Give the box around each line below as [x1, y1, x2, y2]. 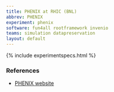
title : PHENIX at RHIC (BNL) [6, 8, 77, 15]
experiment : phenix [6, 19, 54, 25]
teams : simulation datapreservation [6, 30, 95, 36]
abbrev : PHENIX [6, 14, 43, 20]
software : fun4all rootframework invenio [6, 25, 109, 31]
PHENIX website [14, 80, 54, 87]
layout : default [6, 36, 46, 42]
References [6, 66, 40, 74]
